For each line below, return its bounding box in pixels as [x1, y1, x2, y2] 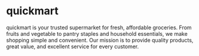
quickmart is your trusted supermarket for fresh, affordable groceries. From [6, 24, 192, 31]
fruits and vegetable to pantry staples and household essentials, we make [6, 30, 188, 37]
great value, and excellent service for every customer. [6, 43, 139, 50]
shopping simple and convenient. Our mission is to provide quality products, [6, 36, 194, 43]
